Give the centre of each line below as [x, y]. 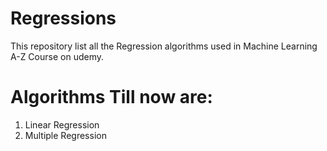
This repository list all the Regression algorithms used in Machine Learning [164, 46]
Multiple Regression [65, 135]
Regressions [63, 18]
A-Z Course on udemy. [57, 56]
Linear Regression [62, 124]
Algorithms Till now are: [111, 97]
